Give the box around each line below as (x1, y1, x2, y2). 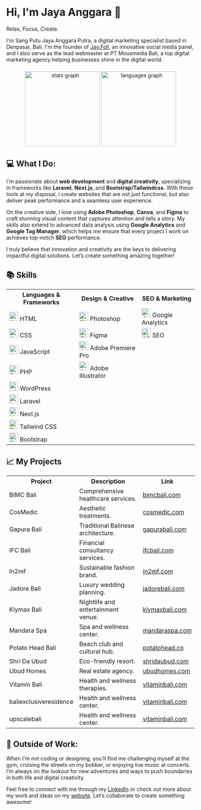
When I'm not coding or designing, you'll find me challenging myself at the (6, 755, 190, 762)
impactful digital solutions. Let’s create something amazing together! (6, 252, 175, 259)
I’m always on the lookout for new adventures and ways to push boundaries (6, 767, 193, 775)
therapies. (79, 684, 108, 692)
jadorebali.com (142, 585, 185, 593)
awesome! (6, 799, 32, 806)
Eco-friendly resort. (79, 657, 136, 666)
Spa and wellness (79, 623, 129, 631)
